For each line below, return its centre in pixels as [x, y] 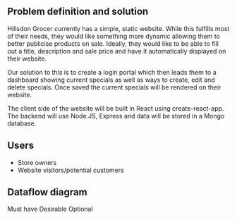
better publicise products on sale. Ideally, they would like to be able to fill [113, 43]
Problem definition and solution [78, 12]
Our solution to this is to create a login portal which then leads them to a [112, 72]
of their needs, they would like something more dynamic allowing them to [114, 36]
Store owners [37, 162]
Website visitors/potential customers [71, 170]
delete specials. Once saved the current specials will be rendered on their [114, 87]
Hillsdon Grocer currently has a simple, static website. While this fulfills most [119, 28]
